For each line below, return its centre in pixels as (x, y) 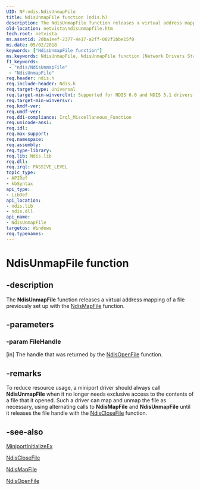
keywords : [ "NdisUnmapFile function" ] (54, 51)
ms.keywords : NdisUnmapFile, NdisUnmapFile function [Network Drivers (96, 56)
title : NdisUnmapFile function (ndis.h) (57, 17)
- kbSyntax (20, 184)
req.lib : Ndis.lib (29, 156)
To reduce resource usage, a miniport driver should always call (83, 388)
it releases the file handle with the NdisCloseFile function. (77, 413)
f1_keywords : (22, 61)
